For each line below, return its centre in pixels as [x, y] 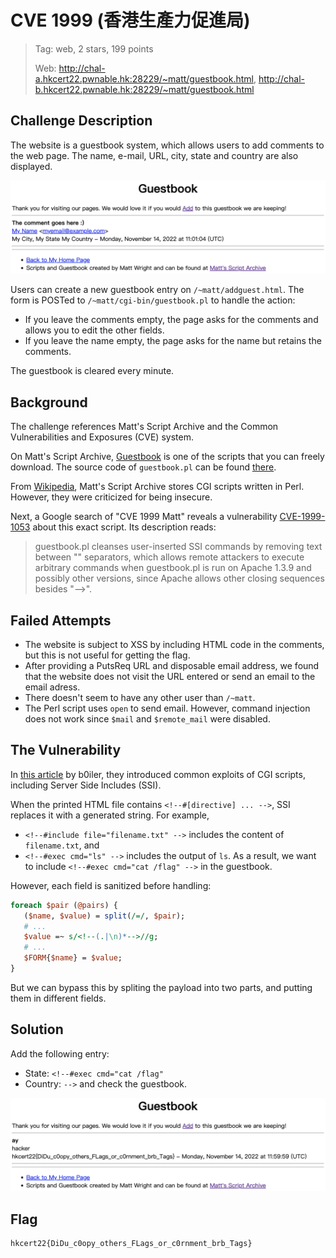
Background [49, 402]
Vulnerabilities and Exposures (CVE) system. [102, 437]
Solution [37, 1029]
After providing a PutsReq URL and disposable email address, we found [172, 665]
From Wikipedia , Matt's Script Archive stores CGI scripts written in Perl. [157, 487]
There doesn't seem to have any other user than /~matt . [140, 697]
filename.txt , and [62, 845]
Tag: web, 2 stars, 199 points [94, 48]
